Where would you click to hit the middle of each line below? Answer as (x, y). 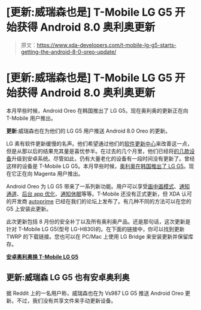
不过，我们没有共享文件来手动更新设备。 (66, 300)
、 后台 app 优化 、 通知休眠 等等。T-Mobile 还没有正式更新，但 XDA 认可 (105, 194)
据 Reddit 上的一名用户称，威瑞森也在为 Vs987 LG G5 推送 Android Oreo (95, 293)
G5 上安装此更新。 (29, 209)
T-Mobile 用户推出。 (31, 118)
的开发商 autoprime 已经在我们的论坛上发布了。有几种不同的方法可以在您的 (99, 201)
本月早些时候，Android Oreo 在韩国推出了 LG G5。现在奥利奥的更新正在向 (97, 110)
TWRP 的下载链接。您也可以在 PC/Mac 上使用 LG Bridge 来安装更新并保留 (97, 236)
